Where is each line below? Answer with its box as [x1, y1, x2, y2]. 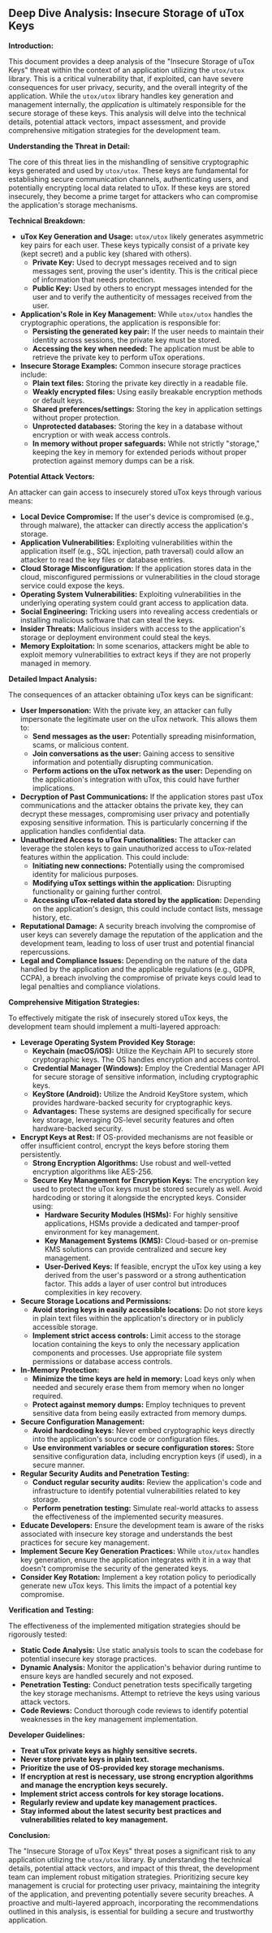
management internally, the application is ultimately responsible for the [8, 99, 246, 109]
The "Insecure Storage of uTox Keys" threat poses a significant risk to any [8, 1846, 256, 1856]
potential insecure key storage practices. [19, 1654, 157, 1663]
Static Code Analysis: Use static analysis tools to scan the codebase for [19, 1645, 264, 1655]
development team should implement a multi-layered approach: [8, 1021, 221, 1031]
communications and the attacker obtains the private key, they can [19, 800, 244, 810]
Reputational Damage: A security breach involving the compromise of [19, 921, 256, 930]
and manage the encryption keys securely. [19, 1780, 168, 1789]
